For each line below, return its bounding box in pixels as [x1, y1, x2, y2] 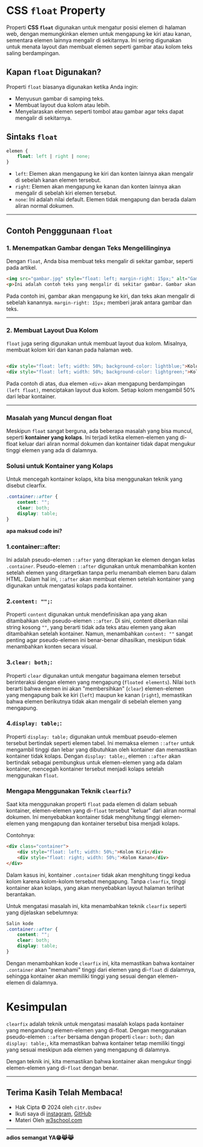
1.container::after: [6, 542, 60, 550]
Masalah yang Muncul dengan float [6, 413, 112, 422]
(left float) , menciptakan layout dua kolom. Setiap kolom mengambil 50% [6, 386, 195, 393]
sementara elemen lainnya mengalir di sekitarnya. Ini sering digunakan [6, 36, 182, 44]
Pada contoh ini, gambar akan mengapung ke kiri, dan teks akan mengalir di [6, 292, 195, 299]
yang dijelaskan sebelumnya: [6, 909, 79, 916]
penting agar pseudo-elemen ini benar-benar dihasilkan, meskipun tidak [6, 637, 186, 644]
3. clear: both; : [6, 658, 53, 667]
